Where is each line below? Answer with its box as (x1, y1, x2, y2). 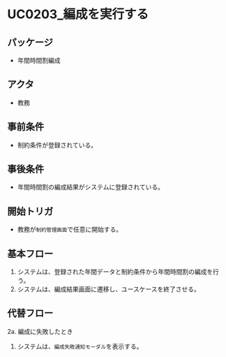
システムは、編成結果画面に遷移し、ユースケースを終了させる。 (17, 285, 200, 293)
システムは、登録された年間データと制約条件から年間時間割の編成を (17, 268, 213, 276)
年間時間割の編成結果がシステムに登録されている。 (17, 183, 164, 191)
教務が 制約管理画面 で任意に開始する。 (17, 225, 123, 234)
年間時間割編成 (17, 57, 61, 64)
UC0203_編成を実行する (7, 6, 149, 22)
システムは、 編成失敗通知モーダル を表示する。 (17, 342, 143, 350)
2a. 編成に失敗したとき (7, 327, 73, 335)
